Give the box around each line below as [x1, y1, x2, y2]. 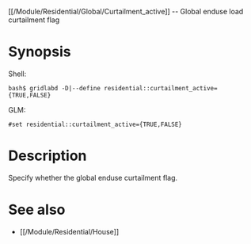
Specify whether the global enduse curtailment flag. [8, 173, 178, 182]
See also [8, 201, 66, 219]
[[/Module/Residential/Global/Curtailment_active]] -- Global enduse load [8, 7, 244, 16]
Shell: [8, 69, 27, 78]
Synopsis [8, 43, 71, 61]
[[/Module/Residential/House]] [19, 227, 120, 236]
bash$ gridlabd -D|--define [8, 84, 101, 92]
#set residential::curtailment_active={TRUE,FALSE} [8, 120, 182, 128]
